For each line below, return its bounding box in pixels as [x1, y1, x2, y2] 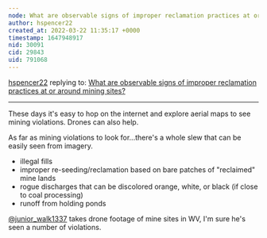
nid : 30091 [8, 41, 44, 49]
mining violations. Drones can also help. [8, 117, 139, 127]
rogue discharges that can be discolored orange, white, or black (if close [19, 182, 258, 191]
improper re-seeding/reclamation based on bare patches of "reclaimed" [19, 164, 256, 175]
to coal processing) [19, 190, 83, 199]
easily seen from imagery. [8, 140, 93, 151]
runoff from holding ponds [19, 198, 106, 208]
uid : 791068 [8, 56, 48, 64]
